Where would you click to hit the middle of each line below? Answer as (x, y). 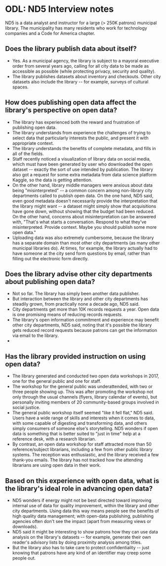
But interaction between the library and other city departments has (80, 299)
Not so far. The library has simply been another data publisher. (76, 294)
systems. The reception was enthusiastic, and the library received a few (85, 455)
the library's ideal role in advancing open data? (79, 488)
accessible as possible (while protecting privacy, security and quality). (84, 71)
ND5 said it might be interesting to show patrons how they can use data (85, 532)
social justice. (26, 407)
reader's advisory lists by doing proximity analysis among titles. (77, 542)
